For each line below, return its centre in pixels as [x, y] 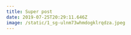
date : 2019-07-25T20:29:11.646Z [47, 17]
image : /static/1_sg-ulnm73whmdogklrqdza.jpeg [66, 23]
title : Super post [29, 12]
